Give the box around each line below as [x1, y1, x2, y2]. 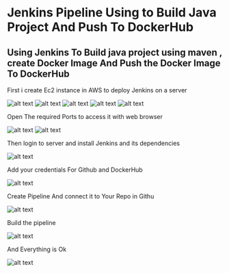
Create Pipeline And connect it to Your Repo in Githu [7, 192, 154, 200]
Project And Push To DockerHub [7, 19, 193, 35]
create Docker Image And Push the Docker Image [7, 57, 221, 69]
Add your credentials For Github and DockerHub [7, 166, 144, 174]
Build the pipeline [7, 219, 56, 226]
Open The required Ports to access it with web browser [7, 113, 163, 120]
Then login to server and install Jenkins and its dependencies [7, 139, 180, 147]
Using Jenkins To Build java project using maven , [7, 47, 222, 58]
